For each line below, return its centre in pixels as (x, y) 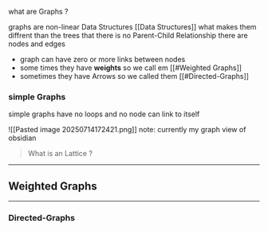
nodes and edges (37, 44)
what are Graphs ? (39, 12)
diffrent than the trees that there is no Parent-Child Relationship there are (128, 35)
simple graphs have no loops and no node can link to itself (104, 114)
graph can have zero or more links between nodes (102, 59)
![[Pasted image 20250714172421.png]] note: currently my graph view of (127, 130)
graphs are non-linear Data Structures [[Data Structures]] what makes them (132, 27)
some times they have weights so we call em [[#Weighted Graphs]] (130, 68)
